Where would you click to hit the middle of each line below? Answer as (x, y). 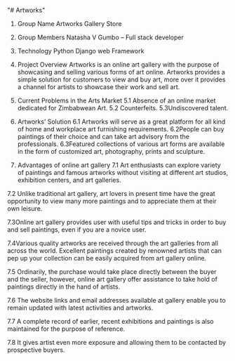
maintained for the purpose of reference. (66, 329)
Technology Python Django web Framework (81, 51)
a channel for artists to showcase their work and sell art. (99, 87)
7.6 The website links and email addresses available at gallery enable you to (116, 300)
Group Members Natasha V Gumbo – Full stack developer (100, 37)
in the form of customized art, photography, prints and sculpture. (111, 151)
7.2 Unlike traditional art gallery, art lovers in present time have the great (111, 193)
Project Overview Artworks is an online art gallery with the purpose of (118, 65)
